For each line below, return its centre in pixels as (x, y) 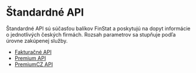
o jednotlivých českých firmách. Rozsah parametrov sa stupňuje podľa (91, 34)
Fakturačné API (33, 52)
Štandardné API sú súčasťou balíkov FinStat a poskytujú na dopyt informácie (98, 28)
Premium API (30, 58)
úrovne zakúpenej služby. (37, 41)
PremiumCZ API (34, 64)
